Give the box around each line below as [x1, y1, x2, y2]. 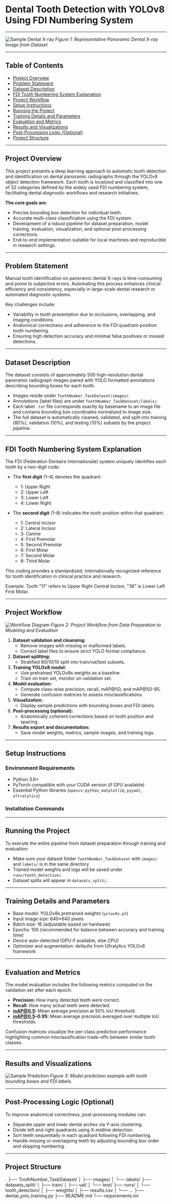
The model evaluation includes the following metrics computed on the [5, 981, 153, 988]
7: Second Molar [20, 553, 55, 558]
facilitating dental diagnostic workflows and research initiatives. [5, 189, 140, 195]
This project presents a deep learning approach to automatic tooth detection [5, 168, 166, 174]
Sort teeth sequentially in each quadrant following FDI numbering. [12, 1132, 152, 1138]
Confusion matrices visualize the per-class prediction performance [5, 1028, 147, 1035]
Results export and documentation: [12, 724, 90, 730]
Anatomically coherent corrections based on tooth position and [20, 713, 154, 719]
